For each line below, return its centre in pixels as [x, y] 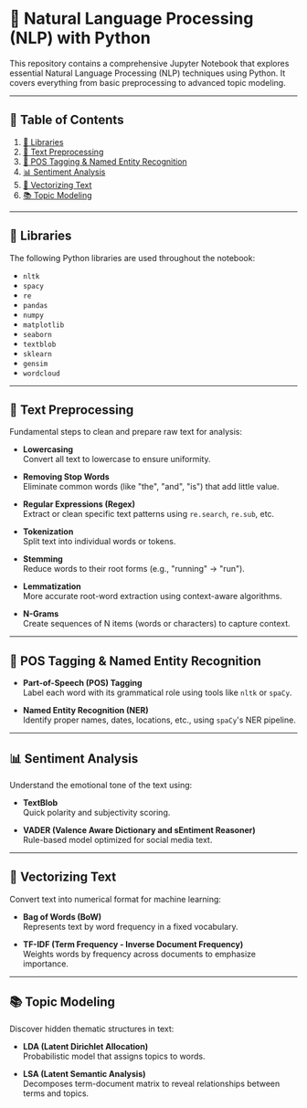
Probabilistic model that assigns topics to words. [114, 1056]
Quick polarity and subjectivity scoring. [96, 813]
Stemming [43, 559]
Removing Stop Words [66, 477]
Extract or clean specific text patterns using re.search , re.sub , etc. [148, 514]
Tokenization [48, 532]
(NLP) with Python [80, 38]
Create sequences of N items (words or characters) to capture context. [156, 624]
